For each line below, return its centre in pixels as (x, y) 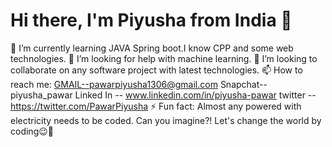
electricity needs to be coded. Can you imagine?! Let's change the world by (166, 120)
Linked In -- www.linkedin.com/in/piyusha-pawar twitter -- (195, 95)
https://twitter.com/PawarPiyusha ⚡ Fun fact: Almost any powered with (156, 106)
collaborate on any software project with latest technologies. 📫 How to (156, 70)
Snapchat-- (243, 84)
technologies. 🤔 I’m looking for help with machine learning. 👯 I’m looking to (164, 58)
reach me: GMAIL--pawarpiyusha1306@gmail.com (114, 84)
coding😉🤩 (32, 131)
